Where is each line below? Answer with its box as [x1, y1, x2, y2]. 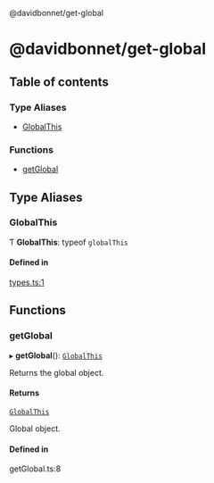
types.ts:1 [9, 277, 45, 288]
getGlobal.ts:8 [9, 463, 62, 474]
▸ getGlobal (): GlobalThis [9, 350, 103, 361]
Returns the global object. [9, 367, 104, 378]
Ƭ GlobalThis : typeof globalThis [9, 237, 129, 247]
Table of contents [9, 74, 109, 89]
